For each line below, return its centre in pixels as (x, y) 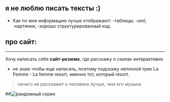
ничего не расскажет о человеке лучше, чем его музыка (79, 84)
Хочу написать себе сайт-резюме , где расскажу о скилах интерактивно (84, 59)
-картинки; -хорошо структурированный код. (62, 26)
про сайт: (21, 42)
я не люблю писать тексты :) (53, 8)
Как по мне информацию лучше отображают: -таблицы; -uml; (79, 20)
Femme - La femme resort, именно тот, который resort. (71, 74)
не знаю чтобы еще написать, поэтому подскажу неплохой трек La (85, 69)
